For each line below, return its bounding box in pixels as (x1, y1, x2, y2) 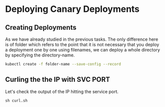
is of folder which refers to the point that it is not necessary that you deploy (5, 42, 160, 48)
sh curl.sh (5, 98, 28, 103)
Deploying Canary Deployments (5, 3, 140, 15)
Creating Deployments (5, 23, 77, 32)
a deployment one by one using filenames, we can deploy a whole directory (5, 47, 161, 53)
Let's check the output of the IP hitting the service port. (5, 88, 119, 95)
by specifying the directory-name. (5, 52, 75, 58)
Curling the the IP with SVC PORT (5, 75, 110, 84)
